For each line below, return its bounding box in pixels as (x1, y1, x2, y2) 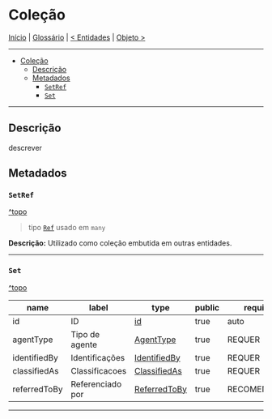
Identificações (70, 352, 125, 363)
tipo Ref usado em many (28, 223, 106, 233)
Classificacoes (70, 365, 127, 376)
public (194, 301, 220, 313)
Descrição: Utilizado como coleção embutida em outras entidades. (8, 238, 232, 248)
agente (70, 339, 98, 350)
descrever (8, 143, 43, 152)
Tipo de (70, 328, 100, 340)
